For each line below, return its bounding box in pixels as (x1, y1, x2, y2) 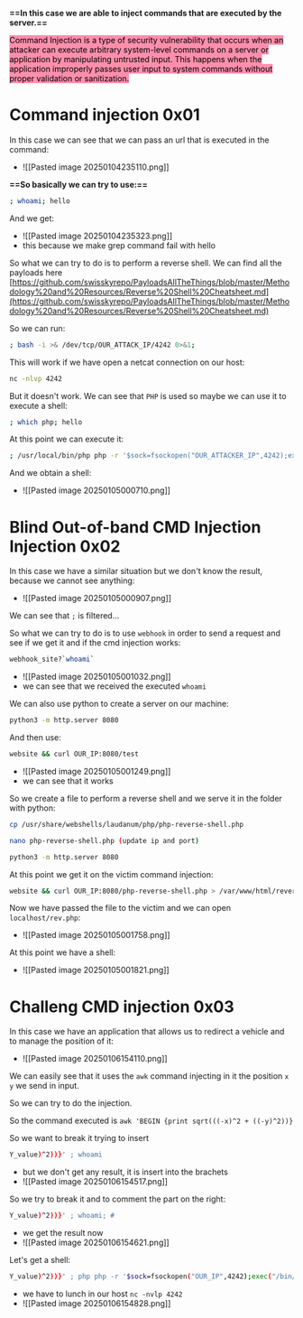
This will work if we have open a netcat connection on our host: (9, 357, 245, 367)
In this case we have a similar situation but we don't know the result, (9, 566, 263, 577)
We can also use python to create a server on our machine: (9, 699, 230, 710)
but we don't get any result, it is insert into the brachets (22, 1166, 228, 1177)
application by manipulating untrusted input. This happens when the (9, 54, 262, 64)
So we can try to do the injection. (9, 1098, 133, 1109)
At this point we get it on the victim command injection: (9, 868, 214, 879)
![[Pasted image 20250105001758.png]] (22, 930, 170, 941)
